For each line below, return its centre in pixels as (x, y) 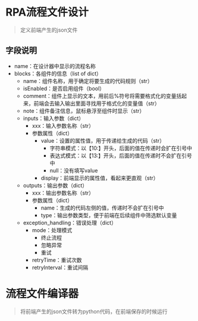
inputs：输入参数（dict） (54, 118)
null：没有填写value (74, 170)
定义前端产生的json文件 (49, 30)
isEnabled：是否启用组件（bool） (64, 88)
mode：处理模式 (52, 230)
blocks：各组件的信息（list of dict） (58, 73)
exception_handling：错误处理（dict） (70, 223)
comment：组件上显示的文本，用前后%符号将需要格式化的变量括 (102, 95)
